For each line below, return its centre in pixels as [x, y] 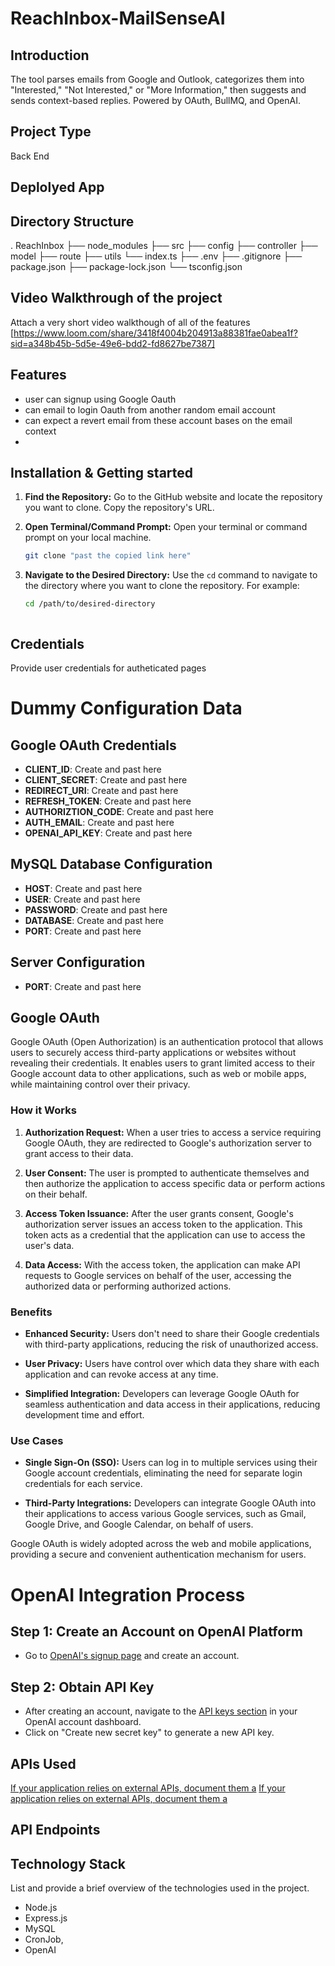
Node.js [41, 1908]
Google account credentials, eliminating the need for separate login [163, 1473]
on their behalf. [56, 1194]
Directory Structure [72, 221]
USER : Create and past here [82, 899]
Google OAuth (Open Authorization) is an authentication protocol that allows [167, 1042]
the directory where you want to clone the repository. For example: [162, 586]
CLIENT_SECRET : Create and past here [106, 780]
